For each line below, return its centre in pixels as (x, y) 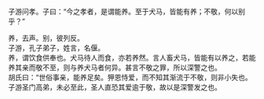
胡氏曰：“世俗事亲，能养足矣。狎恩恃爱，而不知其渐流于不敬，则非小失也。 (130, 77)
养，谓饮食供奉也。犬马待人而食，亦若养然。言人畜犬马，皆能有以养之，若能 (132, 58)
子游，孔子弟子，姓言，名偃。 (56, 48)
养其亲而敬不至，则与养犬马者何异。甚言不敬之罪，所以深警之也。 (115, 68)
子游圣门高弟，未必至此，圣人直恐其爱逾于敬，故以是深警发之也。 (115, 87)
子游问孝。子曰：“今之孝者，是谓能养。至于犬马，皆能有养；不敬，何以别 (127, 11)
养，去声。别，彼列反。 (46, 38)
